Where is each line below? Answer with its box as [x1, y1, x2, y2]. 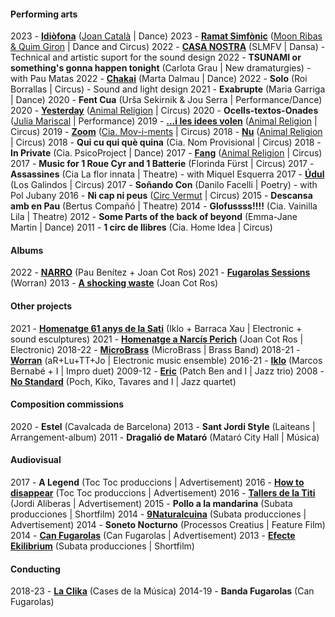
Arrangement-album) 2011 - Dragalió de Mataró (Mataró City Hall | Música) [10, 431, 320, 443]
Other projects [10, 300, 73, 312]
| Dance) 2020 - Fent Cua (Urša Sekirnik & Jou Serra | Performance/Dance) [10, 94, 323, 106]
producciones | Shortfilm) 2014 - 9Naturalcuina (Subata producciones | [10, 508, 307, 520]
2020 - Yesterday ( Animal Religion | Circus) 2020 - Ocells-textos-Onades [10, 105, 319, 117]
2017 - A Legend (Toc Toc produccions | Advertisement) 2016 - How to [10, 476, 305, 489]
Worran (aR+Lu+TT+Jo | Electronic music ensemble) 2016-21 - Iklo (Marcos [10, 354, 323, 366]
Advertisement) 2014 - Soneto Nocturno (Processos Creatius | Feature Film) [10, 519, 326, 531]
